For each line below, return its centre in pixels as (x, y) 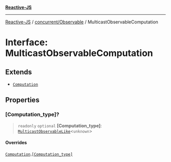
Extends (19, 72)
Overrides (16, 143)
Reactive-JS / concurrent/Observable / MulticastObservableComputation (82, 22)
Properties (22, 100)
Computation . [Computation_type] (39, 154)
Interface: (27, 42)
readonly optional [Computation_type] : (60, 125)
